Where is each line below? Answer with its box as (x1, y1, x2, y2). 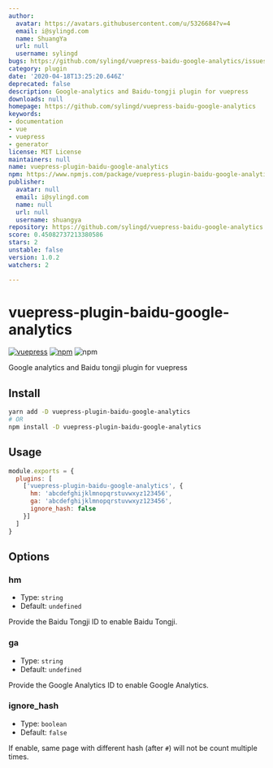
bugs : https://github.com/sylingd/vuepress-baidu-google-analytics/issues (8, 58, 267, 66)
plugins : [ (15, 474, 53, 483)
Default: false (19, 727, 67, 737)
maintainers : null (8, 155, 71, 163)
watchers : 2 (8, 261, 49, 269)
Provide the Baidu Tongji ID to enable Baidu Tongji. (8, 617, 178, 627)
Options (8, 550, 50, 563)
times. (8, 752, 29, 762)
